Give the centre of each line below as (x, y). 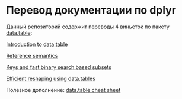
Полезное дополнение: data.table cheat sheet (63, 90)
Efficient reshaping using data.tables (51, 78)
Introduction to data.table (37, 44)
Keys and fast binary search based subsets (59, 67)
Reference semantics (32, 55)
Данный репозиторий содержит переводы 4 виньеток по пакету (88, 27)
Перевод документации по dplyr (91, 10)
